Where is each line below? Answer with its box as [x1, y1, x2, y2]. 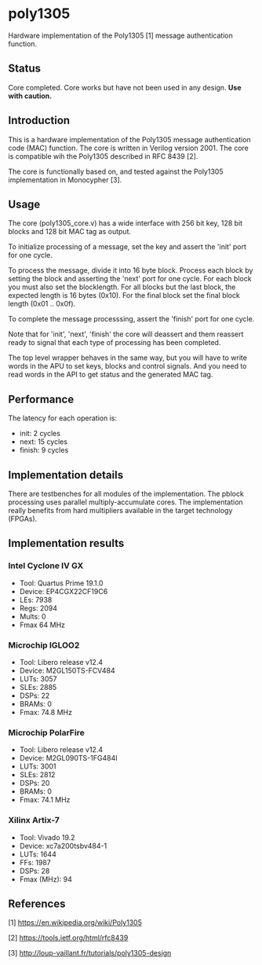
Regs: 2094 [19, 603, 57, 613]
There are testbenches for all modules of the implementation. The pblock [8, 489, 245, 498]
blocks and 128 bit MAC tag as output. [8, 227, 132, 237]
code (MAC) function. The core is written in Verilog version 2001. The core [8, 143, 249, 152]
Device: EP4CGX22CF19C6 [19, 586, 108, 596]
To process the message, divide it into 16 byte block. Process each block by [8, 266, 253, 275]
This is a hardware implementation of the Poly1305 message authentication [8, 134, 251, 144]
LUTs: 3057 [19, 673, 57, 684]
